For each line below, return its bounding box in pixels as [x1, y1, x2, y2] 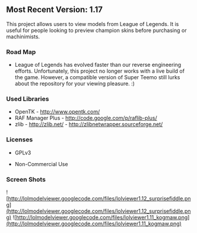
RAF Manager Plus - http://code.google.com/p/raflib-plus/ [14, 115, 157, 122]
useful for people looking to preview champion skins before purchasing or [6, 27, 187, 34]
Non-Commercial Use [14, 160, 68, 167]
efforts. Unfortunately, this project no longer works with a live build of [14, 67, 185, 75]
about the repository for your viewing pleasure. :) [14, 80, 135, 88]
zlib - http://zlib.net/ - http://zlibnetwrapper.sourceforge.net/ [14, 121, 163, 128]
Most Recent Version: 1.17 [6, 5, 103, 15]
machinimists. [6, 33, 40, 40]
